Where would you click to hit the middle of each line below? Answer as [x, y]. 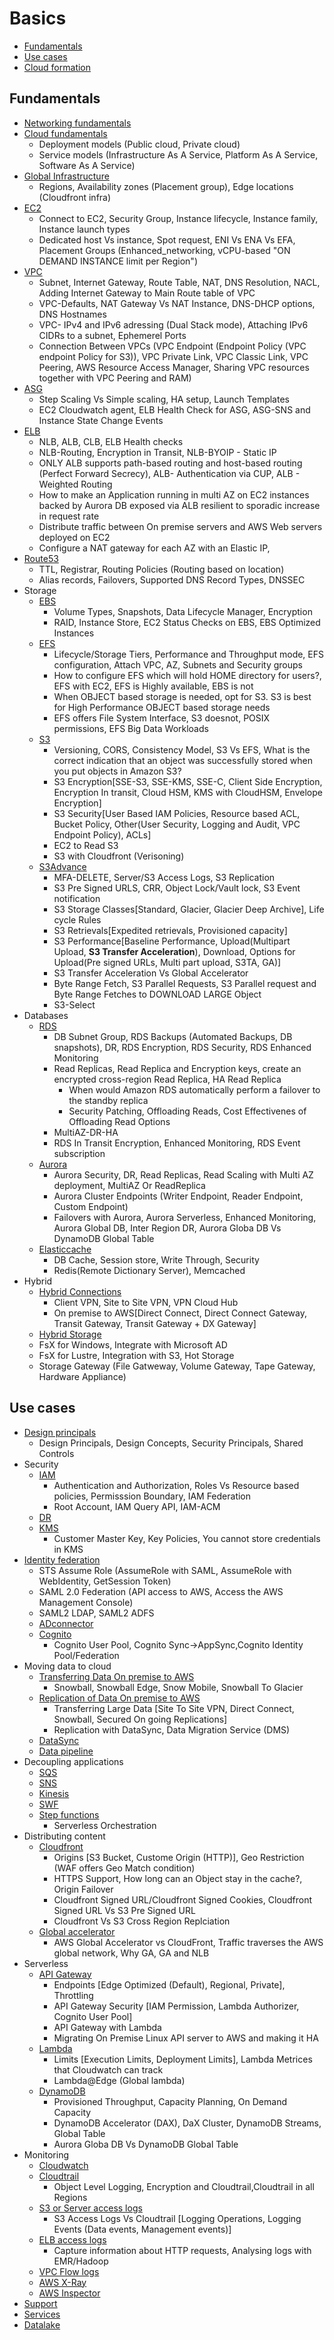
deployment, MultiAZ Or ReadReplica [129, 1185]
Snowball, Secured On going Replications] [140, 1719]
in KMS [68, 1549]
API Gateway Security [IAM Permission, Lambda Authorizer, [176, 2006]
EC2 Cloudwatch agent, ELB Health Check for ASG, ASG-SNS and [174, 409]
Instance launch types [84, 229]
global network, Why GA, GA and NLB [131, 1953]
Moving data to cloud [67, 1666]
